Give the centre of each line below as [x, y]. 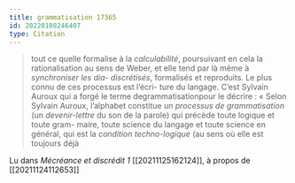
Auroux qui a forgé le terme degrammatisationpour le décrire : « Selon [159, 96]
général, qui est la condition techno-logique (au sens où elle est [147, 134]
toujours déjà [55, 143]
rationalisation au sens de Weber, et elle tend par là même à [140, 68]
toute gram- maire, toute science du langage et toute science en [148, 125]
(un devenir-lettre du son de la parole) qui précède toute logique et [152, 115]
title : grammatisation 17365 [63, 17]
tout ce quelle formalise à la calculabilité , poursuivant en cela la [147, 59]
